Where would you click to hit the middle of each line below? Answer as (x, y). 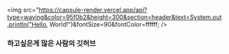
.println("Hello (27, 24)
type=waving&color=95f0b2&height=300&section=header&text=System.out (114, 17)
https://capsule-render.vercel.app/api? (93, 10)
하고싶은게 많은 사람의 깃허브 (52, 43)
